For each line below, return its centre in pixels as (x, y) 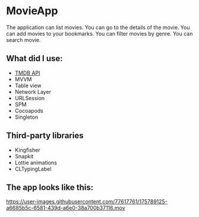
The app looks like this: (50, 187)
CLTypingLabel (33, 169)
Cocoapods (29, 110)
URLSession (30, 98)
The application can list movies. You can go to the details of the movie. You (98, 27)
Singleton (26, 117)
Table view (28, 85)
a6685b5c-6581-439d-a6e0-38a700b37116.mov (66, 208)
